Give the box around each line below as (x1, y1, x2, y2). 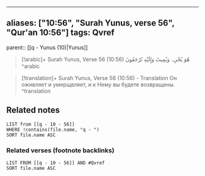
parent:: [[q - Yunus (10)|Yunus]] (6, 43, 88, 51)
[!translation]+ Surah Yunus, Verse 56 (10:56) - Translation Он (21, 74, 177, 81)
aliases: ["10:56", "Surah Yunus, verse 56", (6, 18, 175, 28)
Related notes (6, 105, 60, 116)
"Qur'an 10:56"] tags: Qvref (6, 28, 115, 38)
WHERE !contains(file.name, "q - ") (6, 127, 99, 133)
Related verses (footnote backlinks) (6, 146, 115, 155)
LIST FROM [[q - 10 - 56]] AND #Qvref (6, 159, 105, 166)
